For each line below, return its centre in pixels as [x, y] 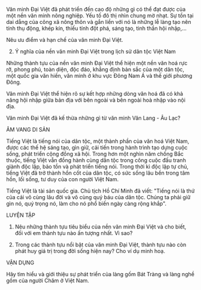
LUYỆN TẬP [21, 215]
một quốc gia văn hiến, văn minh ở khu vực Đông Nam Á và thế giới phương [99, 76]
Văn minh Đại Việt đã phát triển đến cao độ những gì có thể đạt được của [96, 9]
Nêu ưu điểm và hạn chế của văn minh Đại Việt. [65, 40]
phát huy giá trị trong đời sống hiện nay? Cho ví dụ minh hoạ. [90, 251]
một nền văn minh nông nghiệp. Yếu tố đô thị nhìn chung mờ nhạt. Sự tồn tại [100, 16]
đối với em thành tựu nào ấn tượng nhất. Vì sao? [74, 233]
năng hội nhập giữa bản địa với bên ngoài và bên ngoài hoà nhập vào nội [96, 100]
